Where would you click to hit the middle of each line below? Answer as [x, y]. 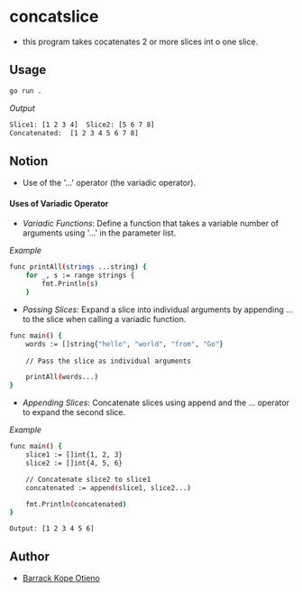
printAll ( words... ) [62, 377]
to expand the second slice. [74, 412]
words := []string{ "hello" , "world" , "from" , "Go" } [124, 344]
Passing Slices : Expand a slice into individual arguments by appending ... [157, 310]
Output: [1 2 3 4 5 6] [52, 529]
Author [29, 556]
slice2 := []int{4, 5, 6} [74, 463]
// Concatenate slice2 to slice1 [88, 479]
